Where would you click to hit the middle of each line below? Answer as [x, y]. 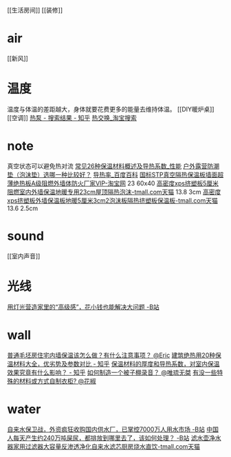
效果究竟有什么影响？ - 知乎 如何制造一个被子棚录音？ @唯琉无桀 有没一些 [112, 372]
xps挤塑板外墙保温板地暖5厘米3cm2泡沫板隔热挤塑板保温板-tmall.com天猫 [112, 200]
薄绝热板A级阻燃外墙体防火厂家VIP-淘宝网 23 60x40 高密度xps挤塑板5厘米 [113, 183]
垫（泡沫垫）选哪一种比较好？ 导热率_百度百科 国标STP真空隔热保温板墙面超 [115, 174]
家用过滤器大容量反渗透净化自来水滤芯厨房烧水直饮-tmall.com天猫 [107, 446]
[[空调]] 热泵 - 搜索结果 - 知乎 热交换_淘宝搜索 [72, 118]
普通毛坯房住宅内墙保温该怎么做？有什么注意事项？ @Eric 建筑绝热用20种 [111, 355]
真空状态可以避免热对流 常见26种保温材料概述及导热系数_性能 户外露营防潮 [113, 166]
